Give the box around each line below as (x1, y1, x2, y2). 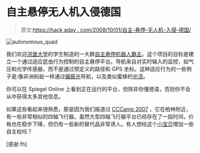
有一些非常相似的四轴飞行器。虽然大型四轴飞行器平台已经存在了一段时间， (6, 113, 189, 120)
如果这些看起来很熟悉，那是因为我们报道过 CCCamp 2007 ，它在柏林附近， (6, 105, 192, 113)
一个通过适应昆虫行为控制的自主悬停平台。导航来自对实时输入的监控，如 (11, 58, 189, 65)
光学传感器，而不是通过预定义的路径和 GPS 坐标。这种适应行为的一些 (16, 65, 187, 72)
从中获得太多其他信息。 (6, 93, 64, 100)
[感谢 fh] (6, 140, 27, 148)
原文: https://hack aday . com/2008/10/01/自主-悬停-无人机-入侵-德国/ (20, 26, 192, 33)
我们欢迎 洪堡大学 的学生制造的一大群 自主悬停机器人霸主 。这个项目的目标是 (6, 50, 189, 57)
